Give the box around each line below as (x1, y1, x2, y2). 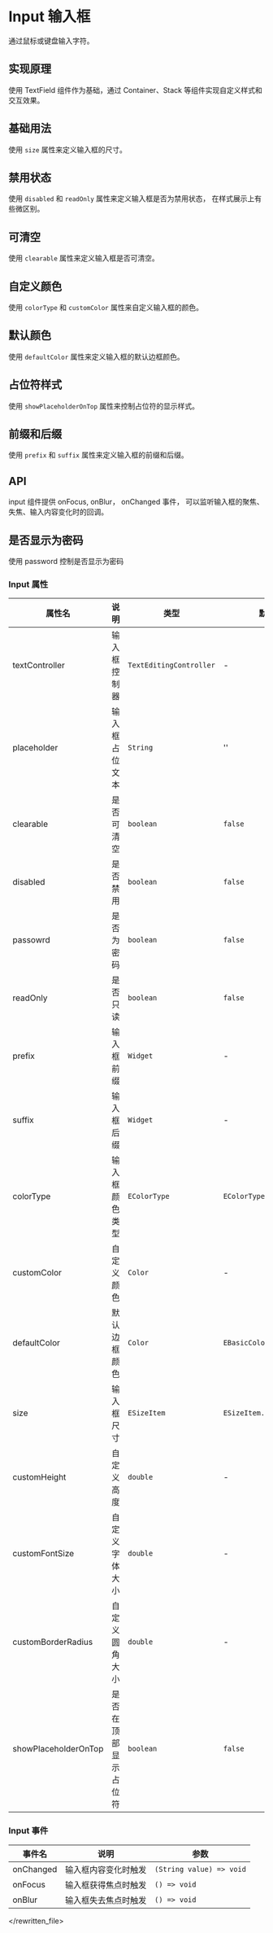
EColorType (128, 1192, 170, 1201)
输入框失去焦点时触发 (64, 1894, 147, 1905)
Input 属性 (8, 579, 49, 590)
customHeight (12, 1472, 67, 1483)
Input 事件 (8, 1825, 49, 1836)
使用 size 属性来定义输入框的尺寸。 (8, 144, 128, 155)
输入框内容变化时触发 (64, 1864, 147, 1875)
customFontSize (12, 1548, 75, 1559)
